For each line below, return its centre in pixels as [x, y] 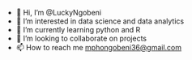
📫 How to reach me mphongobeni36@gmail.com [99, 47]
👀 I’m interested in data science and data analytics [100, 21]
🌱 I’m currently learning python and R [78, 30]
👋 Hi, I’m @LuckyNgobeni [59, 13]
